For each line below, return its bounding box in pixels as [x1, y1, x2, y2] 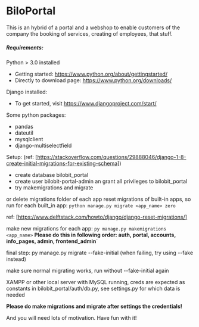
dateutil [14, 129, 34, 136]
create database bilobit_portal [14, 171, 89, 178]
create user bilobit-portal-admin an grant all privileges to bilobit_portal [14, 177, 188, 185]
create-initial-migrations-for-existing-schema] [6, 160, 120, 167]
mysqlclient [14, 135, 43, 142]
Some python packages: [6, 111, 66, 119]
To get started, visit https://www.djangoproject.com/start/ [14, 99, 157, 107]
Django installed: [6, 88, 48, 95]
